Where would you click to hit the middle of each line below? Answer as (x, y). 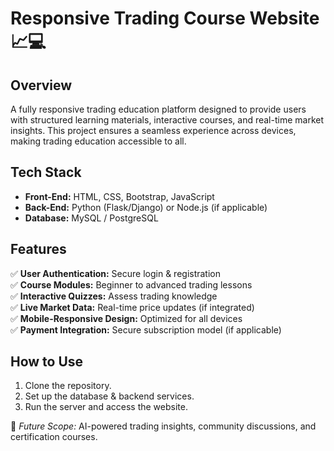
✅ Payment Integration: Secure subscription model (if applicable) (146, 329)
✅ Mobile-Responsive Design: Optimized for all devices (126, 318)
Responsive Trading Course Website (165, 18)
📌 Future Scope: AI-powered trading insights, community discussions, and (163, 426)
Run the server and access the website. (106, 407)
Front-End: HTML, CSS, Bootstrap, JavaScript (119, 196)
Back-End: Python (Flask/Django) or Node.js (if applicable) (146, 207)
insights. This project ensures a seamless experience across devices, (153, 130)
